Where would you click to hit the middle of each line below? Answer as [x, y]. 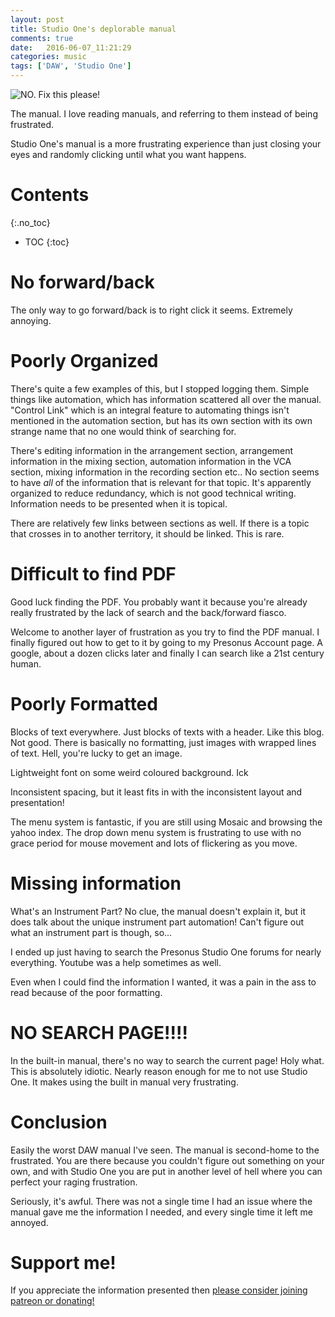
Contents [50, 195]
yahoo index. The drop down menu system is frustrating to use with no [156, 832]
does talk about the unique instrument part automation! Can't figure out [157, 922]
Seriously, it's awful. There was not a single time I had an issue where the [161, 1201]
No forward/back [82, 282]
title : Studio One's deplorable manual [93, 29]
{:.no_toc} [30, 222]
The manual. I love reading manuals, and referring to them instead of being [164, 114]
